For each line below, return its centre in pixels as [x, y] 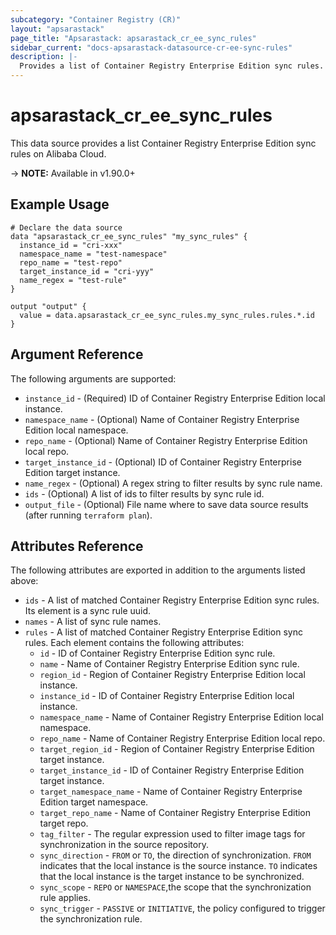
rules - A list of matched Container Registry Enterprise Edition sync [163, 632]
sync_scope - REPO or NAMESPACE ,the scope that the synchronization [175, 887]
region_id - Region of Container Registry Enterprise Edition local [172, 675]
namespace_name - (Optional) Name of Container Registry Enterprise [162, 419]
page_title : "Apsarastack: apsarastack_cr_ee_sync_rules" [133, 38]
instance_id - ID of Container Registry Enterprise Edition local [167, 696]
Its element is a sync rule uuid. [88, 611]
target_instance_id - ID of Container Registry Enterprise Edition [172, 770]
